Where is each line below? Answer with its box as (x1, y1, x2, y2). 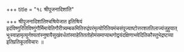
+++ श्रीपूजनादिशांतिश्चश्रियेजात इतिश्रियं (6, 18, 83, 25)
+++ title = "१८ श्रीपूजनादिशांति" (6, 6, 74, 13)
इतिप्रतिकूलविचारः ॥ (6, 38, 44, 45)
